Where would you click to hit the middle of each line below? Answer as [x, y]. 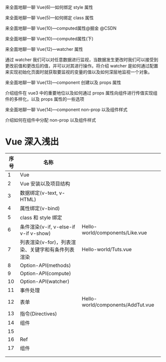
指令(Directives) [38, 314]
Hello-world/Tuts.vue [107, 249]
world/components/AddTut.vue [118, 305]
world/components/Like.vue [114, 232]
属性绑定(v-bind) [40, 208]
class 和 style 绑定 [41, 217]
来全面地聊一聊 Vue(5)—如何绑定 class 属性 [49, 18]
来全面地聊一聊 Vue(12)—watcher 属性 [44, 49]
